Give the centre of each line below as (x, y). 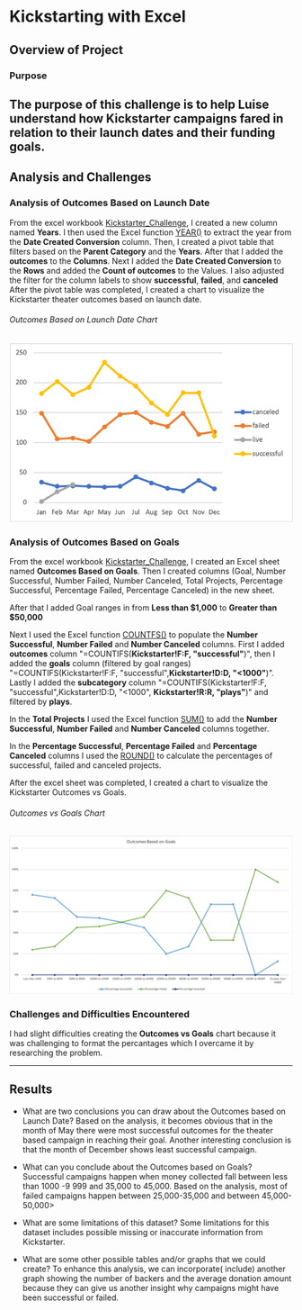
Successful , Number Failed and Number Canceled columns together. (139, 728)
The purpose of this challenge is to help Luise (139, 104)
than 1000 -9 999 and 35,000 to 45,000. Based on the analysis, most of (155, 1186)
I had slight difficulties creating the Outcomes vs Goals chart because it (143, 1034)
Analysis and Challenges (80, 177)
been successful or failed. (71, 1297)
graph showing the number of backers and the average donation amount (157, 1278)
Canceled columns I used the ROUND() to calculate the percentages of (141, 755)
